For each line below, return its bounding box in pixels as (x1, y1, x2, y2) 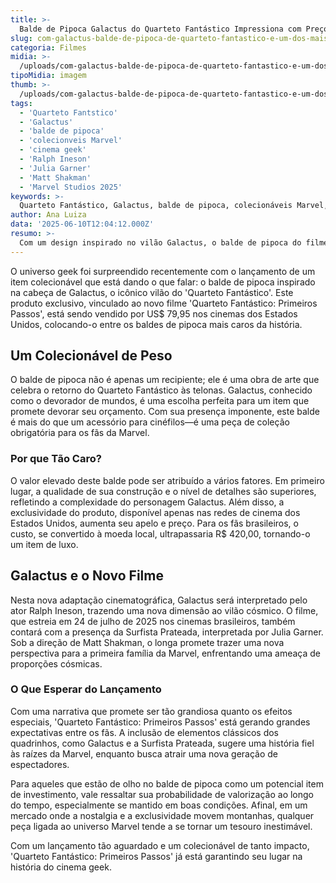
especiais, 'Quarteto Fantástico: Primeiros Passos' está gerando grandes (10, 716, 311, 728)
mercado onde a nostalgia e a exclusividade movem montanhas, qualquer (10, 809, 315, 821)
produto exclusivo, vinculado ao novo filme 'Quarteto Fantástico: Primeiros (10, 297, 318, 309)
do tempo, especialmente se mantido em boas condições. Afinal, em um (10, 799, 308, 811)
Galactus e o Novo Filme (10, 567, 164, 585)
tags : (10, 98, 33, 108)
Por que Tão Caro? (10, 452, 102, 466)
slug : (10, 33, 33, 43)
